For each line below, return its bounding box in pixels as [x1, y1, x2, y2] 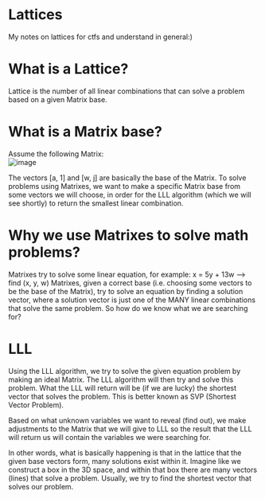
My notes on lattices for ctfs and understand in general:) [8, 32, 193, 41]
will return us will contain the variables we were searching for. [8, 432, 211, 442]
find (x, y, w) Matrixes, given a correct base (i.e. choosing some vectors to [8, 277, 252, 288]
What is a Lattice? [8, 60, 129, 78]
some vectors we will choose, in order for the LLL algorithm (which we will [8, 190, 252, 199]
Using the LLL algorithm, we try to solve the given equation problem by [8, 366, 241, 375]
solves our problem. [8, 481, 74, 491]
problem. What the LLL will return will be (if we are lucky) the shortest [8, 383, 237, 392]
